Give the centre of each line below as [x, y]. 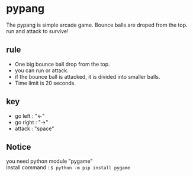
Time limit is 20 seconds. [45, 83]
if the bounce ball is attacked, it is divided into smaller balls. [87, 76]
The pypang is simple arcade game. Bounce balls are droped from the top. [97, 25]
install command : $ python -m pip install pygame [68, 168]
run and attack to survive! [37, 31]
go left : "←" [30, 116]
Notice [19, 147]
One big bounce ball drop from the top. [62, 64]
